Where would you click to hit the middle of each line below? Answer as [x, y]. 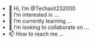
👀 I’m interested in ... [34, 14]
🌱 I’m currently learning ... [40, 21]
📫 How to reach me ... [36, 34]
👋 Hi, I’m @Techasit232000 [42, 8]
